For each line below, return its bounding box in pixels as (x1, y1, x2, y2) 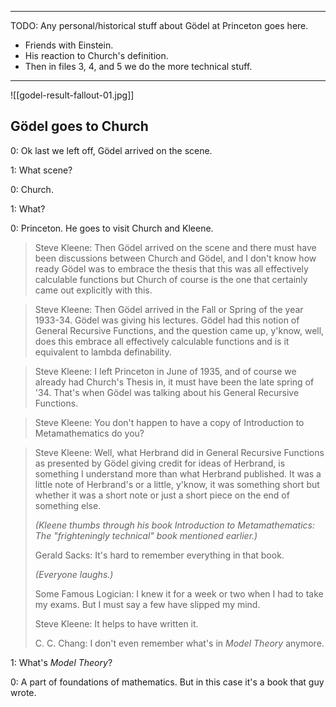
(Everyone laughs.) (34, 568, 114, 580)
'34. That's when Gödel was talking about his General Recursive (34, 386, 300, 398)
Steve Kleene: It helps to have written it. (34, 617, 199, 630)
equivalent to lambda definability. (34, 346, 172, 358)
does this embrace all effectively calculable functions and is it (34, 335, 290, 347)
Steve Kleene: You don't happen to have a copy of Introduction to (34, 416, 305, 428)
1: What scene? (10, 164, 73, 176)
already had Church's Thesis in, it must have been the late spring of (34, 376, 315, 388)
